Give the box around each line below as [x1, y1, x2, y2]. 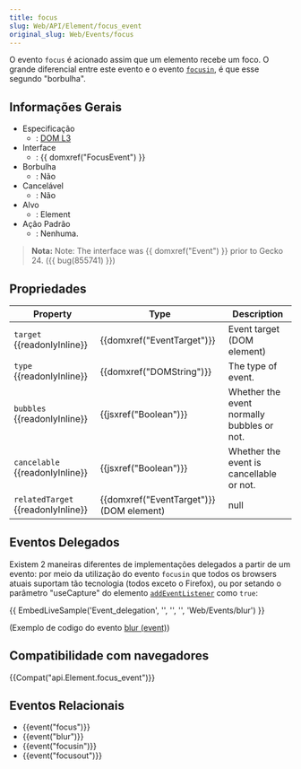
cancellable [228, 468, 278, 480]
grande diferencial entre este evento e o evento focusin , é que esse [9, 64, 260, 74]
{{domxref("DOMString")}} [99, 365, 212, 378]
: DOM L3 [35, 133, 72, 144]
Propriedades [9, 281, 87, 296]
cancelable [13, 458, 60, 468]
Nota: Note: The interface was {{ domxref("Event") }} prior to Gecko [30, 246, 284, 257]
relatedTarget [13, 494, 74, 504]
